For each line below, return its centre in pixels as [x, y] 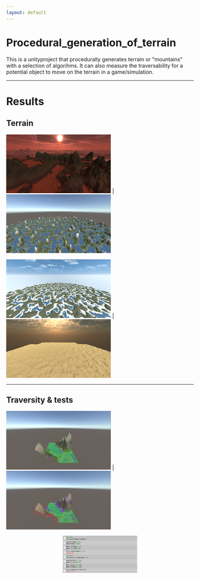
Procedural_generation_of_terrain [91, 43]
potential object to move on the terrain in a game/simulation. [80, 72]
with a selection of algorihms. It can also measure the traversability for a [95, 65]
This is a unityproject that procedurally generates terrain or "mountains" [94, 59]
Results [25, 101]
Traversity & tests [40, 400]
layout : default [26, 12]
